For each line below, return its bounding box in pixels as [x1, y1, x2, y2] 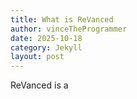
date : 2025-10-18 [10, 33, 83, 43]
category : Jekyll [10, 42, 83, 53]
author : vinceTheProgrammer [10, 24, 128, 34]
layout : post [10, 52, 65, 62]
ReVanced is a [10, 79, 69, 91]
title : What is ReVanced [10, 14, 114, 25]
